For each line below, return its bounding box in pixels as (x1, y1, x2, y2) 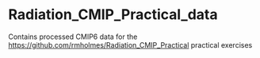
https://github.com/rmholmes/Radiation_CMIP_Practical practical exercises (8, 40, 253, 49)
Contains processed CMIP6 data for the (8, 32, 138, 41)
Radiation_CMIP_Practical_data (8, 6, 218, 24)
